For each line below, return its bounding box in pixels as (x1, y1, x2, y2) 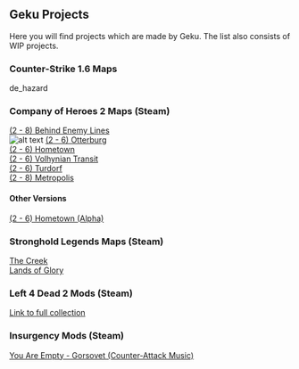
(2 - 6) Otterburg (45, 135, 107, 145)
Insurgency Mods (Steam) (9, 330, 125, 342)
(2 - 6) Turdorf (9, 163, 62, 174)
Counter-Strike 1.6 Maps (9, 62, 118, 75)
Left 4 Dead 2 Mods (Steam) (9, 287, 134, 299)
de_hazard (9, 83, 48, 94)
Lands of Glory (9, 265, 64, 275)
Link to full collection (9, 307, 87, 318)
